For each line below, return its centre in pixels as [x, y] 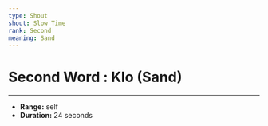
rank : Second [30, 30]
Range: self [39, 107]
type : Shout [28, 16]
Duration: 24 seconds [56, 116]
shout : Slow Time [37, 23]
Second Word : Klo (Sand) [95, 77]
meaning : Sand [32, 38]
